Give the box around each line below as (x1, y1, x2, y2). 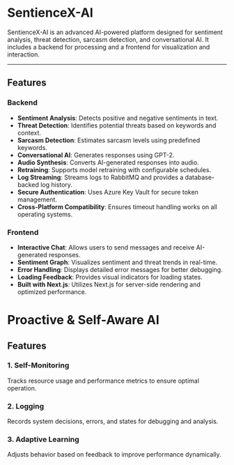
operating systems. (17, 210, 73, 218)
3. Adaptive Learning (7, 434, 80, 444)
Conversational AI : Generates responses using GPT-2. (17, 151, 175, 159)
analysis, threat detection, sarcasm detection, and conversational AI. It (7, 35, 209, 43)
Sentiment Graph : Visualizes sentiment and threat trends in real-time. (17, 258, 218, 266)
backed (17, 180, 40, 189)
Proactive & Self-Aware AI (7, 312, 160, 328)
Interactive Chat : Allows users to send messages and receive (17, 243, 195, 252)
